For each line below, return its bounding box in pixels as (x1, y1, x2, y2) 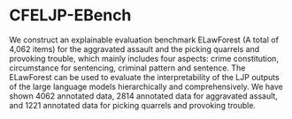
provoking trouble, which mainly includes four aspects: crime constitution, (9, 53, 279, 63)
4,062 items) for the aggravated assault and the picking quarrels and (9, 43, 260, 54)
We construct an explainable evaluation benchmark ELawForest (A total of (9, 34, 279, 45)
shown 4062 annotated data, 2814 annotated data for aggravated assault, (9, 90, 279, 101)
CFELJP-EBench (9, 5, 132, 26)
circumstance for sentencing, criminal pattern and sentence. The (9, 63, 246, 73)
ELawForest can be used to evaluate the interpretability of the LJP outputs (9, 71, 280, 82)
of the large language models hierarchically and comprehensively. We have (9, 81, 283, 92)
